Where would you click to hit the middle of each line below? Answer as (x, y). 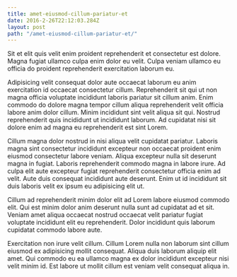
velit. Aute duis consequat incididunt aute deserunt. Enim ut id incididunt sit (117, 179)
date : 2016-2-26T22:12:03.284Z (53, 20)
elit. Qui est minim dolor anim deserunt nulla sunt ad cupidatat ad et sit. (111, 207)
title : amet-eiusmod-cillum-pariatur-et (68, 14)
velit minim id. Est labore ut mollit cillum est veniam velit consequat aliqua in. (118, 266)
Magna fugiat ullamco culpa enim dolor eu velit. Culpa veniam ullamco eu (114, 61)
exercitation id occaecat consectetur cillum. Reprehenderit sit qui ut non (112, 90)
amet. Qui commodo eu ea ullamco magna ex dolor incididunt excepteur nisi (118, 259)
